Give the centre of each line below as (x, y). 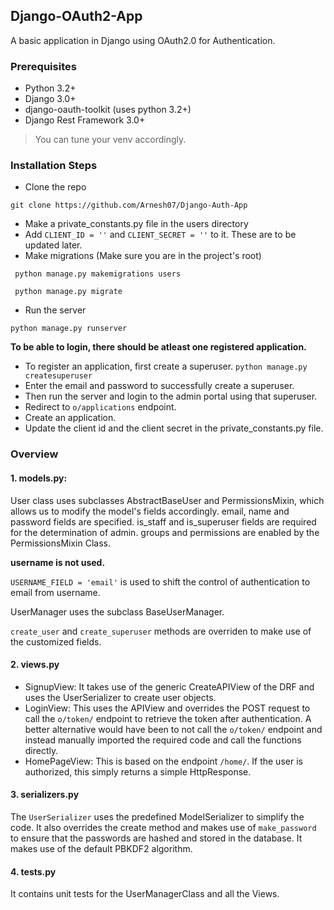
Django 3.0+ (50, 99)
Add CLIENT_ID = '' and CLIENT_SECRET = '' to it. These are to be (160, 235)
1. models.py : (39, 478)
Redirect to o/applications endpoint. (100, 407)
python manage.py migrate (68, 292)
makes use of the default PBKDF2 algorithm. (101, 848)
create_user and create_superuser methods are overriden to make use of (161, 631)
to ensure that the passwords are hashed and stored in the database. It (156, 838)
